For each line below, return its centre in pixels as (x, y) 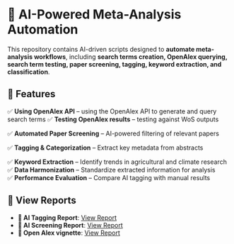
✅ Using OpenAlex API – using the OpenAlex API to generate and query (112, 111)
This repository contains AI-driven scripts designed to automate (101, 49)
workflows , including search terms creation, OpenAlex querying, (131, 57)
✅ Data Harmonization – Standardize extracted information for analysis (111, 170)
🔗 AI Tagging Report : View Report (67, 217)
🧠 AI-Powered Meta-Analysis (94, 15)
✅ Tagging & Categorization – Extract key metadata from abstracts (105, 148)
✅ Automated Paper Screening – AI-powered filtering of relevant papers (113, 133)
